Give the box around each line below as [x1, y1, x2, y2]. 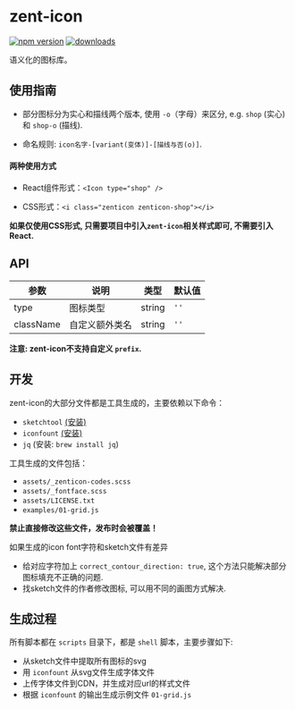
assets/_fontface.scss [21, 486, 107, 495]
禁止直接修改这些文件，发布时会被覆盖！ [9, 522, 158, 533]
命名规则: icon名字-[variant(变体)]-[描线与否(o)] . [21, 139, 203, 149]
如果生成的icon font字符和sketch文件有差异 [9, 541, 168, 552]
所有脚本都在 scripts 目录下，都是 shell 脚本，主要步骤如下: [9, 637, 233, 647]
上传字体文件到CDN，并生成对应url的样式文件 [21, 678, 190, 689]
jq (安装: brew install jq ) [21, 438, 119, 449]
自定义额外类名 [69, 318, 132, 331]
